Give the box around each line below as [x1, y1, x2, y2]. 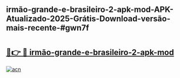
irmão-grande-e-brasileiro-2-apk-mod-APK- [6, 5, 174, 15]
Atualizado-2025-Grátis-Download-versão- [6, 14, 171, 24]
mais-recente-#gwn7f [6, 23, 89, 33]
